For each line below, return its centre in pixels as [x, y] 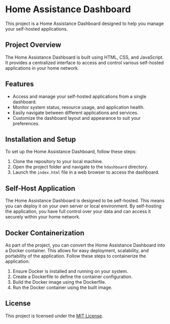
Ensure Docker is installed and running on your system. [70, 271]
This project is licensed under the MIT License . [54, 316]
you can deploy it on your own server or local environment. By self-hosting [83, 206]
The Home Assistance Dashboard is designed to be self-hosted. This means [85, 201]
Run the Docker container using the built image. [62, 287]
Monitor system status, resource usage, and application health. [78, 107]
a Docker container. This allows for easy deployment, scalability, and [77, 250]
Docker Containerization [45, 233]
